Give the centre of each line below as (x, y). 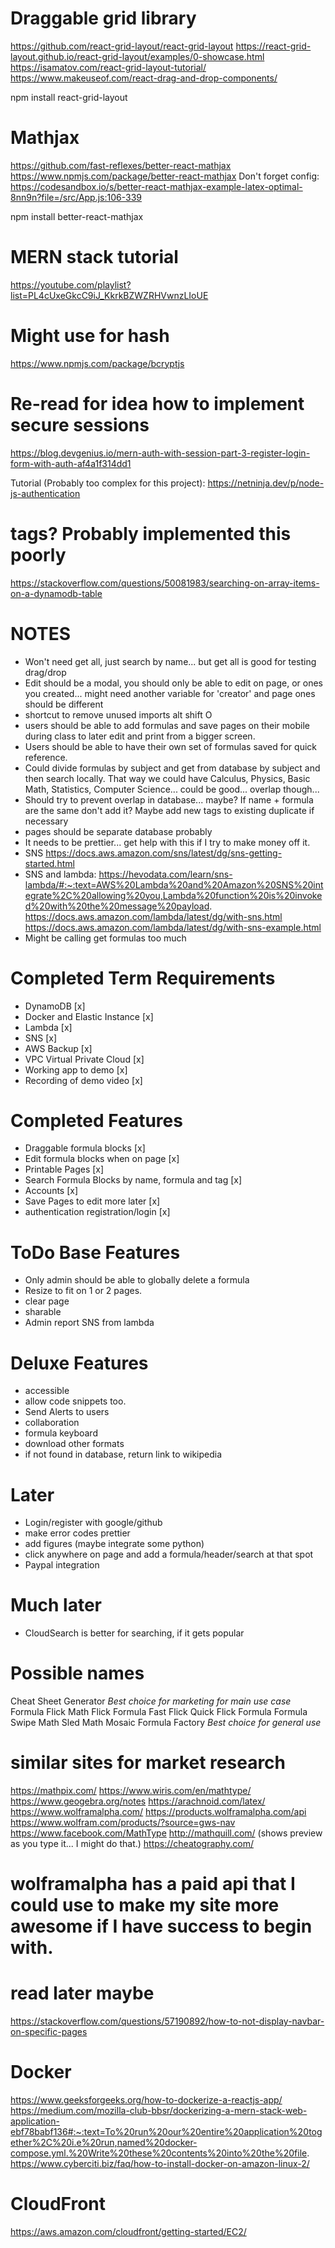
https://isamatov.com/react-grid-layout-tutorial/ (108, 67)
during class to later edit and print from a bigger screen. (140, 736)
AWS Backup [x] (58, 1048)
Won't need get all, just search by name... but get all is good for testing (170, 661)
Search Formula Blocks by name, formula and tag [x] (133, 1180)
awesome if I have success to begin (161, 1926)
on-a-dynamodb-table (56, 593)
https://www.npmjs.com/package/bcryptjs (97, 363)
